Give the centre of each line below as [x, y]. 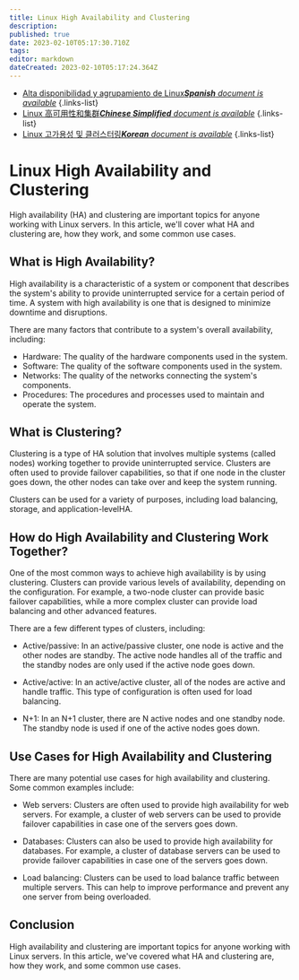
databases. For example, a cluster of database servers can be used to [151, 851]
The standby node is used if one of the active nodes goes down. [141, 728]
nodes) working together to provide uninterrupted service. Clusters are [140, 464]
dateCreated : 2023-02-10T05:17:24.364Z [84, 68]
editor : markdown [42, 59]
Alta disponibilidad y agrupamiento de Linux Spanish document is [143, 93]
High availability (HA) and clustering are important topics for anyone [135, 214]
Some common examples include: [72, 788]
